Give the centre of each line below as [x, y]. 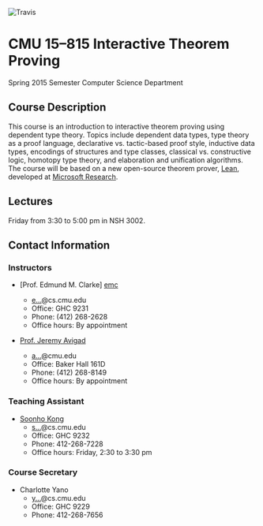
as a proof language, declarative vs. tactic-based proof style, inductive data [131, 143]
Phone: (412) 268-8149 [69, 373]
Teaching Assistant [46, 401]
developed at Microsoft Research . [63, 177]
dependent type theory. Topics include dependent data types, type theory [129, 135]
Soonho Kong [42, 419]
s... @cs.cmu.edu [58, 427]
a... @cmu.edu [54, 356]
